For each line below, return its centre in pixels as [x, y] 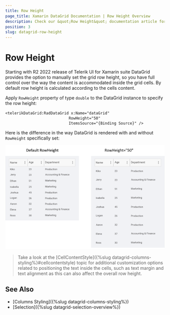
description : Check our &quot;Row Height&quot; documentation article [81, 21]
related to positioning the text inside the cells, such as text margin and [91, 268]
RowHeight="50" [84, 118]
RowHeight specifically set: [32, 138]
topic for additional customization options [120, 263]
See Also [19, 289]
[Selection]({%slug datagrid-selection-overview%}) [67, 307]
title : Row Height [25, 11]
